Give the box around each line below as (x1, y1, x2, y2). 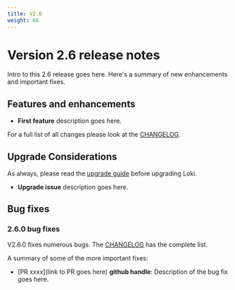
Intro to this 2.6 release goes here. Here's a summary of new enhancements (7, 70, 228, 79)
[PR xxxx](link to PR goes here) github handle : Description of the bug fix (17, 268, 229, 276)
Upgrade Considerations (7, 150, 118, 162)
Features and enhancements (7, 98, 136, 110)
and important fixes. (7, 78, 65, 86)
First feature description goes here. (17, 117, 122, 125)
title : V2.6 (7, 10, 42, 18)
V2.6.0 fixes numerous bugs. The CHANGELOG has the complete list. (7, 240, 208, 249)
